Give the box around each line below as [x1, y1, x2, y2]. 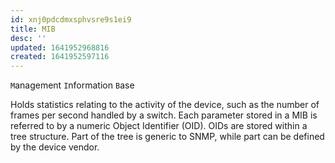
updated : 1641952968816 [10, 42, 110, 53]
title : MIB [10, 24, 56, 34]
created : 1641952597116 [10, 52, 110, 62]
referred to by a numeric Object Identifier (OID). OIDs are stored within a [10, 120, 308, 132]
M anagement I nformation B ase [10, 79, 135, 91]
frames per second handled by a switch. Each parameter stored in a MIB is [10, 109, 318, 121]
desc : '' [10, 33, 47, 43]
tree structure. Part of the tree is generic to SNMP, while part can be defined [10, 131, 325, 143]
